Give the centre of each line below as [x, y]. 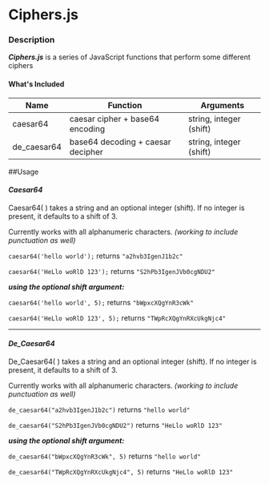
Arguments [223, 105]
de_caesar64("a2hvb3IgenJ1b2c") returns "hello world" [99, 409]
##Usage [24, 171]
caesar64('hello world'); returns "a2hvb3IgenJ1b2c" [96, 256]
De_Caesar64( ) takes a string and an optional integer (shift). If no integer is [133, 361]
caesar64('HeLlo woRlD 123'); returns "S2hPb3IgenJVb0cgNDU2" [112, 271]
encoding [87, 128]
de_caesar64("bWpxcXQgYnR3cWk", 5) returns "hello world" [105, 456]
